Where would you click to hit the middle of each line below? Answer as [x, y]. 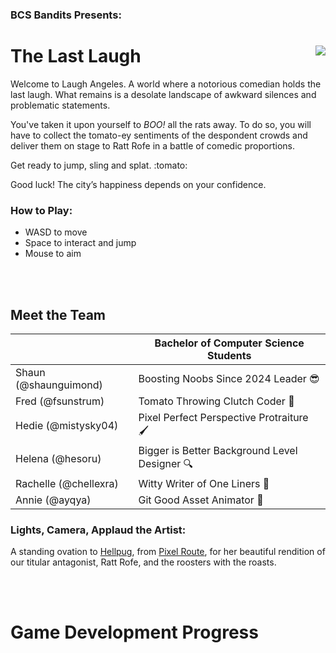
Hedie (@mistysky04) [67, 426]
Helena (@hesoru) [58, 459]
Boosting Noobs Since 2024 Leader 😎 [229, 378]
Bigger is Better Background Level [218, 450]
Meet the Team [58, 314]
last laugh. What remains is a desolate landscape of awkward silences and [163, 94]
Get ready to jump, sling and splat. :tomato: [99, 165]
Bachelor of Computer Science [229, 343]
